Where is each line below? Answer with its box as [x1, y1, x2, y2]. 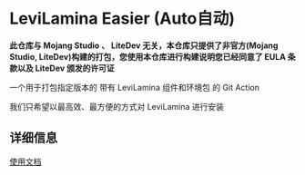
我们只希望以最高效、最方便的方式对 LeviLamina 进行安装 [9, 101, 225, 112]
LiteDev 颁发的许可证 [35, 63, 116, 73]
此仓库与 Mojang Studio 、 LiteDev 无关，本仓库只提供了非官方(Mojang [9, 40, 279, 51]
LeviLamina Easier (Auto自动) [9, 8, 235, 29]
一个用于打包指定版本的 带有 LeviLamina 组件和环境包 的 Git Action [9, 82, 259, 92]
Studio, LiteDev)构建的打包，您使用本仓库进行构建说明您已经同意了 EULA [9, 51, 287, 62]
